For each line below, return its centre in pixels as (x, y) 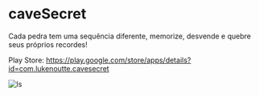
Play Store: (26, 60)
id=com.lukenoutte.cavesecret (59, 68)
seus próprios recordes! (48, 44)
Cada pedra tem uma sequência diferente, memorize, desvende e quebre (130, 36)
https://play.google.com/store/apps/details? (118, 60)
